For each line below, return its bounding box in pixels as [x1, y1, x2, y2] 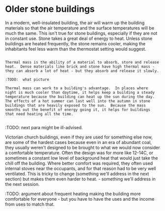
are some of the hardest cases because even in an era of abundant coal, [5, 139, 152, 145]
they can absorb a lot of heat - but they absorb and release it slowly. [5, 68, 160, 73]
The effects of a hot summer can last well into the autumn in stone [5, 99, 151, 104]
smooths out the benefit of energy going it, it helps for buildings [5, 107, 151, 112]
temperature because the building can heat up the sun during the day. [5, 94, 155, 99]
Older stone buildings [5, 3, 95, 15]
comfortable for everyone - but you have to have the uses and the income [5, 196, 155, 202]
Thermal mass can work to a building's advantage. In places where [5, 85, 148, 91]
